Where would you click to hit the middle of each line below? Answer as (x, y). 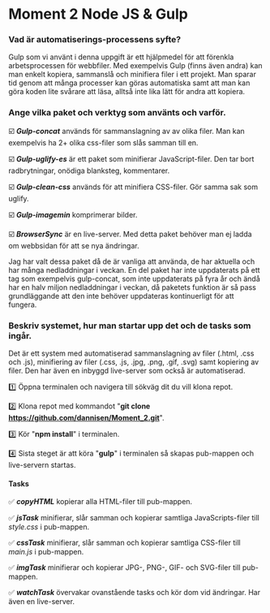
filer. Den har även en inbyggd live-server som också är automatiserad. (127, 371)
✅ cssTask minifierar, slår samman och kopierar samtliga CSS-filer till (124, 543)
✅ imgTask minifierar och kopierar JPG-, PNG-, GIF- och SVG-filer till (124, 568)
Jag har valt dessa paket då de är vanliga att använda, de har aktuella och (132, 261)
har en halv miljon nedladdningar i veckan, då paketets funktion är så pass (133, 287)
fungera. (23, 304)
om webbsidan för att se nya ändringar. (74, 245)
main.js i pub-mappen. (46, 552)
